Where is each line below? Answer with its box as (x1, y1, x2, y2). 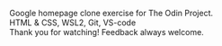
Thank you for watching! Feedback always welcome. (9, 27, 204, 37)
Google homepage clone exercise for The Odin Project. (9, 8, 214, 18)
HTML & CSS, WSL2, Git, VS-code (9, 17, 137, 28)
